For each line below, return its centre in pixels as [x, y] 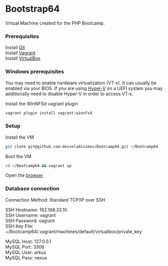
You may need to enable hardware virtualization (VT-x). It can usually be [81, 83]
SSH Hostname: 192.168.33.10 [36, 210]
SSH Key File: [20, 226]
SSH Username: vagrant [31, 215]
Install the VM [20, 137]
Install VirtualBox [23, 58]
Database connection [32, 189]
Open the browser [24, 175]
